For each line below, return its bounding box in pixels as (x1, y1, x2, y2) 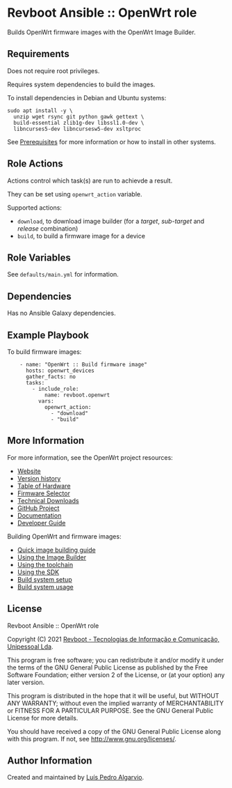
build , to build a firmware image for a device (17, 231, 146, 240)
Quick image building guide (17, 546, 96, 554)
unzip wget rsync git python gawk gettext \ (13, 113, 144, 120)
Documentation (17, 511, 62, 520)
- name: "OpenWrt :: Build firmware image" (19, 361, 148, 368)
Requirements (7, 48, 69, 60)
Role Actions (7, 158, 64, 170)
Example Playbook (7, 329, 89, 341)
